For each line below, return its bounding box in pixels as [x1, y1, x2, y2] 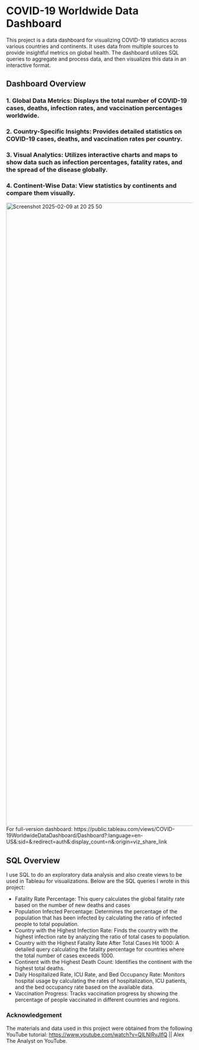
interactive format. [6, 61, 52, 69]
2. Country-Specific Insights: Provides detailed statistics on [6, 128, 182, 136]
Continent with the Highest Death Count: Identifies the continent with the [14, 959, 192, 966]
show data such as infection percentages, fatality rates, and [6, 158, 182, 167]
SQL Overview [6, 855, 60, 865]
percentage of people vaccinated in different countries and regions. [14, 996, 181, 1004]
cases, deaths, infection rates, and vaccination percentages [6, 104, 182, 112]
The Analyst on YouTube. [6, 1037, 68, 1044]
